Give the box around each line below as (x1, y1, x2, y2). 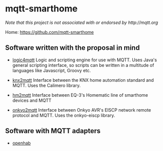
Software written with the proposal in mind (5, 43, 140, 52)
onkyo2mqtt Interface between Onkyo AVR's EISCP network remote (12, 107, 152, 113)
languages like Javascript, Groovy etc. (12, 67, 91, 73)
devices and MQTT (12, 97, 52, 103)
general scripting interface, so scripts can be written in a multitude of (12, 62, 155, 68)
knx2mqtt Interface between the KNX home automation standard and (12, 77, 154, 83)
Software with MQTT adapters (5, 127, 101, 135)
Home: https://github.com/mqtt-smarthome (5, 29, 94, 35)
